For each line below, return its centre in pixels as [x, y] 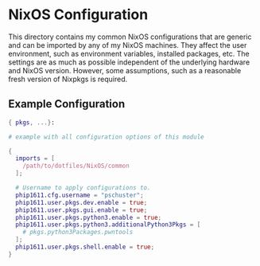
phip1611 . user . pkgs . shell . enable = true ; [85, 247]
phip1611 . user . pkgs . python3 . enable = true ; [88, 217]
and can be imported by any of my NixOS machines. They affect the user [128, 45]
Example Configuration [67, 104]
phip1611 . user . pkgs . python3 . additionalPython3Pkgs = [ [108, 225]
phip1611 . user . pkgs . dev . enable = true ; [81, 202]
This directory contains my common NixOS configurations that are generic [130, 37]
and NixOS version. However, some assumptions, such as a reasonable [125, 70]
